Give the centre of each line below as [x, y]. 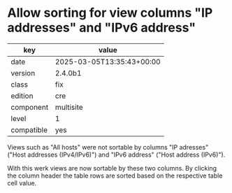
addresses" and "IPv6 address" [102, 28]
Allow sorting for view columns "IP [110, 13]
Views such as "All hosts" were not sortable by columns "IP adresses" [108, 147]
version [23, 73]
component [30, 107]
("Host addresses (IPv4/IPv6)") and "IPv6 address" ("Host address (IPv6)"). [116, 155]
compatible [29, 129]
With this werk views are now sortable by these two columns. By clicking [112, 168]
